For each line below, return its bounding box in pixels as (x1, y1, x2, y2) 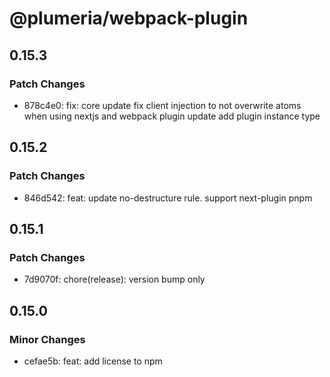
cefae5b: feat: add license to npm (23, 355, 163, 367)
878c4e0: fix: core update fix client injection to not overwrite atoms (23, 99, 302, 111)
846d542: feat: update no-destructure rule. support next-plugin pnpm (23, 192, 313, 204)
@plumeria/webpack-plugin (9, 7, 249, 30)
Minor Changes (9, 332, 86, 346)
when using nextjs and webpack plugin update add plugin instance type (23, 110, 321, 122)
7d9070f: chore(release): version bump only (23, 273, 206, 286)
